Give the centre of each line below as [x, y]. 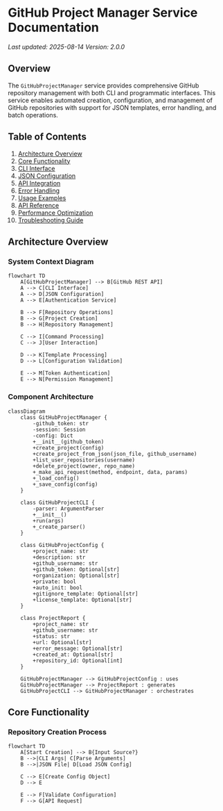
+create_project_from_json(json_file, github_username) [115, 454]
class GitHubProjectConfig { [62, 545]
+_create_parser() [59, 527]
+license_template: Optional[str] [82, 600]
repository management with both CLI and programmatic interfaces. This [112, 92]
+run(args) [48, 521]
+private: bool [55, 582]
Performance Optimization [55, 213]
